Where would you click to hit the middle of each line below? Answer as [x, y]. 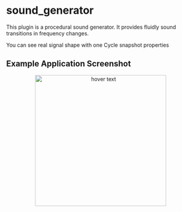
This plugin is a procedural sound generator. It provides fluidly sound [91, 27]
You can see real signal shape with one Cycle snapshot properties [88, 45]
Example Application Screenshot [69, 64]
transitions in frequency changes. [48, 33]
